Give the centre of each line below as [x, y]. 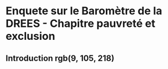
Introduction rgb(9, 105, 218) [60, 58]
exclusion [30, 36]
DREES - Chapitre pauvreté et [81, 23]
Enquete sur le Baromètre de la [84, 11]
